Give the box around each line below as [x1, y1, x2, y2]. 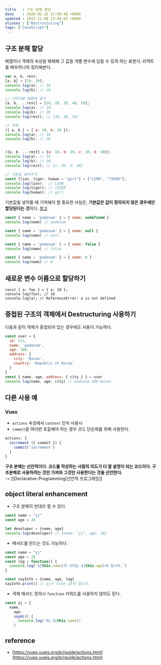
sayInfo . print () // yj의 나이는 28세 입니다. [5, 581, 90, 586]
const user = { [5, 334, 36, 339]
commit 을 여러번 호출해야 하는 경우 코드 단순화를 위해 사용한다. [12, 426, 130, 432]
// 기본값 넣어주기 [5, 172, 37, 177]
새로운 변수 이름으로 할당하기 [5, 274, 86, 282]
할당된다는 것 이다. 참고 [5, 205, 48, 211]
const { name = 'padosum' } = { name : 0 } [5, 255, 92, 260]
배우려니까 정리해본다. [10, 64, 52, 70]
